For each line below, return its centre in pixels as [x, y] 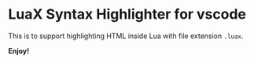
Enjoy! [19, 51]
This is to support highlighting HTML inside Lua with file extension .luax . [126, 36]
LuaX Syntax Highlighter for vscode [127, 14]
